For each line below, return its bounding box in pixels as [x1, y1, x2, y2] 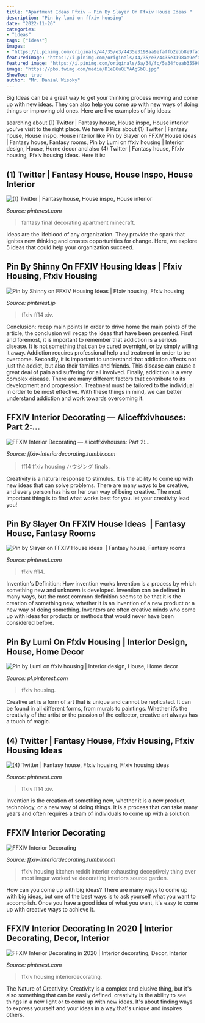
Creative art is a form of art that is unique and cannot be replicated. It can [6, 698, 191, 706]
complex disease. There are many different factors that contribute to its [6, 375, 186, 382]
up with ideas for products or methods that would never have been [6, 613, 174, 620]
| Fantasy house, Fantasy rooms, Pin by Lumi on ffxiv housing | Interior [6, 138, 184, 146]
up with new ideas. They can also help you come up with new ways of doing [6, 100, 198, 108]
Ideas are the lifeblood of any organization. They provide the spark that [6, 230, 185, 238]
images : [6, 43, 26, 50]
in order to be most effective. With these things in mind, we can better [6, 388, 182, 395]
